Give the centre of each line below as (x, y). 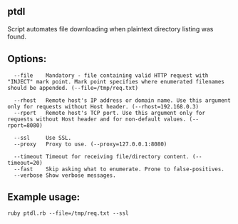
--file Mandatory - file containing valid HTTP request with (111, 75)
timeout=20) (25, 163)
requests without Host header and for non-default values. (97, 119)
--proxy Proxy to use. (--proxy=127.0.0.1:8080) (90, 144)
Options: (27, 59)
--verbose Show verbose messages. (65, 175)
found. (17, 36)
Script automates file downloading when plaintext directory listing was (110, 29)
